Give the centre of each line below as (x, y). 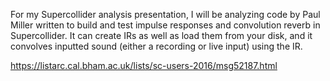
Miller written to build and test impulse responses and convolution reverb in (165, 25)
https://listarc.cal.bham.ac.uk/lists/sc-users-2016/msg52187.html (144, 65)
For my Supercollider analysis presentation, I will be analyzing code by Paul (165, 14)
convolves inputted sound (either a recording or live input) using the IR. (156, 46)
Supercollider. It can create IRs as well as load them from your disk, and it (161, 35)
